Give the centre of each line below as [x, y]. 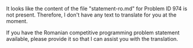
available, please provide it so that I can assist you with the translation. [92, 39]
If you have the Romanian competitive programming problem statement [93, 33]
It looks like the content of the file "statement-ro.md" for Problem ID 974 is [97, 9]
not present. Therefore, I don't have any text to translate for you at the [91, 15]
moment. [17, 21]
